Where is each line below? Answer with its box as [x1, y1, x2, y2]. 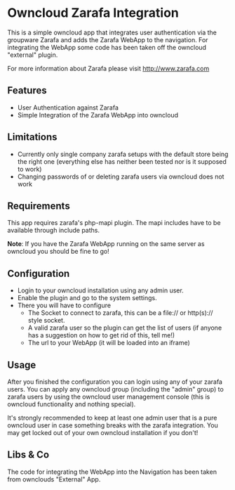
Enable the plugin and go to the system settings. [17, 294, 157, 302]
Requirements [7, 200, 70, 212]
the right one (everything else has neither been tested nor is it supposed [17, 157, 227, 166]
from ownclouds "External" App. [7, 475, 101, 483]
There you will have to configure [17, 301, 111, 310]
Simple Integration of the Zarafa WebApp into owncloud [17, 110, 179, 119]
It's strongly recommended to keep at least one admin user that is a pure [7, 413, 217, 422]
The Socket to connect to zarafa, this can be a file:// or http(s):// [27, 309, 213, 317]
